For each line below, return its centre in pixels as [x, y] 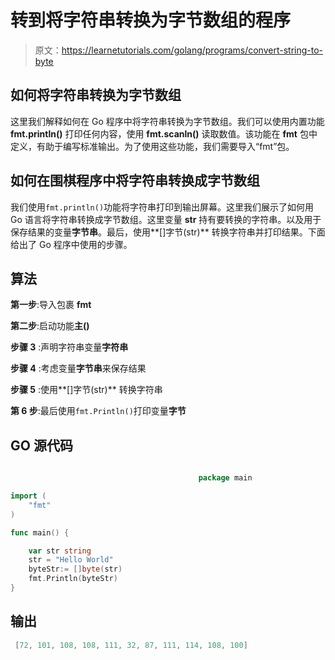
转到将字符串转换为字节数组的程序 [151, 20]
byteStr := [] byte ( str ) [75, 569]
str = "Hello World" [71, 560]
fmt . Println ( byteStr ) [73, 579]
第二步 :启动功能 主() [50, 326]
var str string [60, 551]
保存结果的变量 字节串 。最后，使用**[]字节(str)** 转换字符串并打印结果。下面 [168, 232]
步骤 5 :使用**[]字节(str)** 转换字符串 [86, 390]
